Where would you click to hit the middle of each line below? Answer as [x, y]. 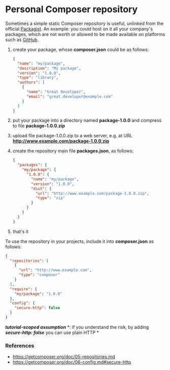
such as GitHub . [22, 40]
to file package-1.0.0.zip [39, 126]
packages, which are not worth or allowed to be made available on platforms [85, 34]
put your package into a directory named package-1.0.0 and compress [87, 120]
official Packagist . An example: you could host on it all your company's [79, 28]
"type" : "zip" [50, 198]
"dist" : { [41, 189]
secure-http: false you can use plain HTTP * [52, 332]
